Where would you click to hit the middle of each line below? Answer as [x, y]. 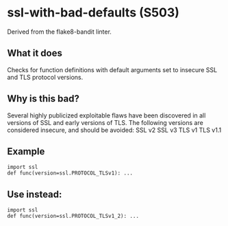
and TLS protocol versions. [45, 77]
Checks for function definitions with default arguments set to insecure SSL [112, 69]
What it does [35, 53]
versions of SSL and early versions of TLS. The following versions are [105, 122]
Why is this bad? [43, 99]
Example [26, 151]
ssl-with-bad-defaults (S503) [93, 13]
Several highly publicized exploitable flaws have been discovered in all [106, 115]
